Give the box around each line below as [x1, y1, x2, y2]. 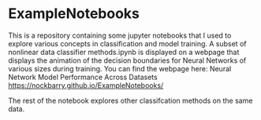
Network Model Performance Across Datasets [8, 72, 158, 82]
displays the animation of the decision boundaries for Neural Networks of [8, 56, 247, 65]
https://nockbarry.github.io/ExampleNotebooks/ [8, 80, 164, 90]
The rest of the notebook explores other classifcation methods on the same [8, 96, 253, 105]
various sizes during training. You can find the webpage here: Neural [8, 64, 232, 73]
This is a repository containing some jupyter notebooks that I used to [8, 31, 232, 40]
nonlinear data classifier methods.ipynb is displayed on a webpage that [8, 47, 240, 56]
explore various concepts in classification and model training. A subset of [8, 38, 247, 48]
